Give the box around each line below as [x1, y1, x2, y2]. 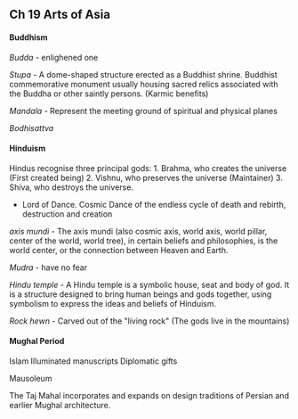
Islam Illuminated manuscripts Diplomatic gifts [9, 356, 178, 366]
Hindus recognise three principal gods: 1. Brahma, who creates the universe [9, 162, 287, 173]
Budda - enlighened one [9, 52, 99, 62]
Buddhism [9, 31, 48, 43]
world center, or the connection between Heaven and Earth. [9, 244, 229, 255]
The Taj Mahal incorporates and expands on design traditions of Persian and [9, 390, 289, 400]
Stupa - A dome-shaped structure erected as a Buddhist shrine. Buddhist [9, 69, 278, 79]
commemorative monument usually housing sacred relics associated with [9, 78, 278, 89]
